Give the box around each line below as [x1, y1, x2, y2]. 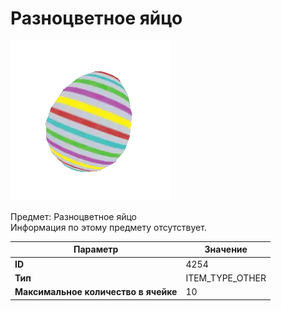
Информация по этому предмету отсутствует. [10, 221, 207, 233]
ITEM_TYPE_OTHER [185, 272, 267, 284]
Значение [204, 243, 248, 256]
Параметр [73, 243, 119, 256]
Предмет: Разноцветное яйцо [10, 210, 138, 222]
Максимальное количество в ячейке [14, 286, 178, 298]
